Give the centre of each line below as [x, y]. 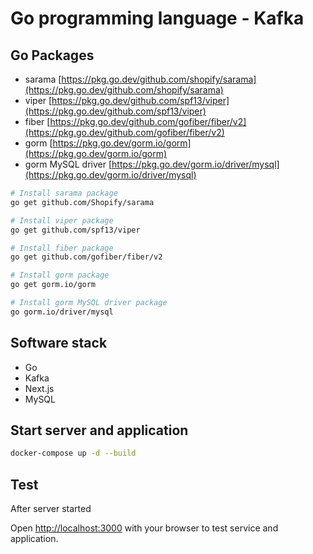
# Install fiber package [62, 248]
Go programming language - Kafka [157, 18]
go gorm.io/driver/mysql [62, 312]
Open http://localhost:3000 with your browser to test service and [144, 528]
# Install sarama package [64, 193]
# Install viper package [62, 220]
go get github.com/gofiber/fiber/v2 [86, 257]
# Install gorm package [60, 275]
